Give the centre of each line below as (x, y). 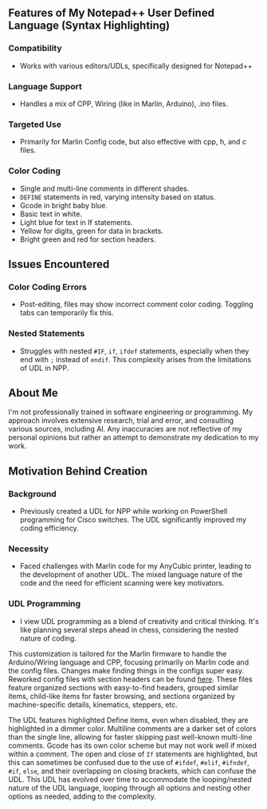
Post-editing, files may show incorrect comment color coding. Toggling (136, 304)
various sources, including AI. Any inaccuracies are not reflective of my (126, 429)
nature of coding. (48, 638)
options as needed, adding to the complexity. (82, 796)
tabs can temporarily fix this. (67, 313)
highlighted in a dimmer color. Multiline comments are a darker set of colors (132, 728)
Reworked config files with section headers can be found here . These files (130, 679)
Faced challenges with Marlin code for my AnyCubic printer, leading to (135, 566)
